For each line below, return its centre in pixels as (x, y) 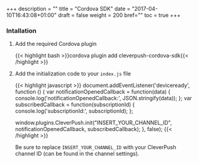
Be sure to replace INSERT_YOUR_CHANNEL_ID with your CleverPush (95, 147)
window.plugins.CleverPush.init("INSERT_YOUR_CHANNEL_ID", (93, 123)
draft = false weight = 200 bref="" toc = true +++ (120, 15)
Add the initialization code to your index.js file (73, 74)
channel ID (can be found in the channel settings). (77, 154)
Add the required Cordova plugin (56, 44)
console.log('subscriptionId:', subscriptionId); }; (74, 111)
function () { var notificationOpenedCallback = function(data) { (93, 92)
